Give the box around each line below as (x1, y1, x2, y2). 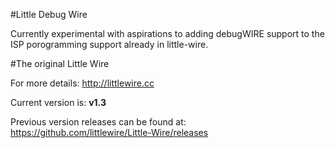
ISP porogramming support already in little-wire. (10, 39, 209, 50)
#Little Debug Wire (10, 9, 88, 20)
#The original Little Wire (10, 58, 110, 69)
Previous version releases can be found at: (10, 116, 187, 128)
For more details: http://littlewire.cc (10, 77, 155, 89)
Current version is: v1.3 (10, 97, 107, 108)
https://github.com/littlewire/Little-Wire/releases (10, 127, 209, 138)
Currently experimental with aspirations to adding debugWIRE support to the (10, 28, 325, 39)
